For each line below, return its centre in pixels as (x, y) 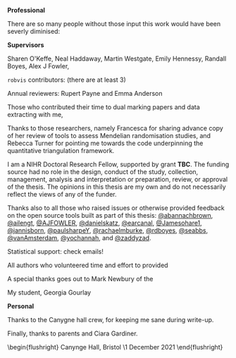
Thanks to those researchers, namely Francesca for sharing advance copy (115, 128)
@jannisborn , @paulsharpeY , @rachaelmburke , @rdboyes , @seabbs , (108, 230)
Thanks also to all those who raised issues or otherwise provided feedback (116, 208)
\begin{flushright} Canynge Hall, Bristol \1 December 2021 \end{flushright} (115, 347)
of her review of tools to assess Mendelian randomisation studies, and (109, 136)
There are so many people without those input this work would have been (114, 24)
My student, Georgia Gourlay (49, 292)
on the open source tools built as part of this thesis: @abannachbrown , (110, 215)
